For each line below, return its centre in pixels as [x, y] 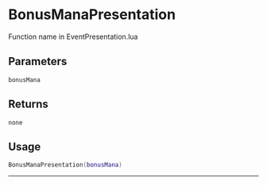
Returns [29, 104]
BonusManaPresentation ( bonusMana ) [66, 165]
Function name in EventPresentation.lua [73, 37]
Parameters [38, 62]
